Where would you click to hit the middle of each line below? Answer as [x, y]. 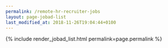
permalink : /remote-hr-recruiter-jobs [53, 11]
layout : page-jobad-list [36, 17]
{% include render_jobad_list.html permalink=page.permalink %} [84, 39]
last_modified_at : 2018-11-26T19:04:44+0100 [61, 22]
